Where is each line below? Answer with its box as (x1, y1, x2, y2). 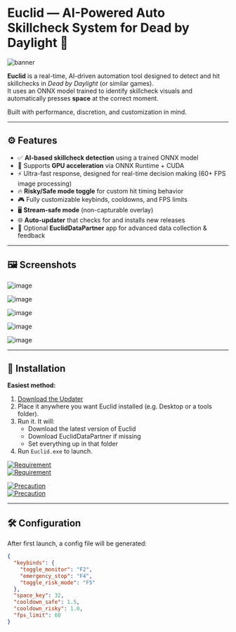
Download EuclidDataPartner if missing (27, 432, 142, 441)
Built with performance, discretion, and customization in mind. (7, 108, 188, 116)
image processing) (17, 179, 72, 188)
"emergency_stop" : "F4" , (20, 572, 93, 579)
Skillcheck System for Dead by (7, 20, 190, 36)
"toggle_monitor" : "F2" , (20, 566, 93, 573)
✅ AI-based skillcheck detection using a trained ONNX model (17, 153, 199, 162)
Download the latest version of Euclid (27, 425, 136, 433)
